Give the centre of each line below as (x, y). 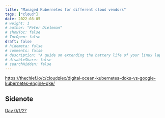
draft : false (18, 42)
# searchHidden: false (28, 64)
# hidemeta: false (24, 46)
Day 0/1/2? (16, 110)
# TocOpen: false (23, 37)
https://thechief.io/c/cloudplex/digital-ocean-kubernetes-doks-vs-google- (81, 78)
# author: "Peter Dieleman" (34, 28)
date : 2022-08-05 (23, 19)
